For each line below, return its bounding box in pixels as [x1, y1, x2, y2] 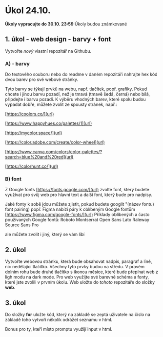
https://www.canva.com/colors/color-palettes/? [6, 149, 102, 155]
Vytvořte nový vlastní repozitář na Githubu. [5, 48, 92, 54]
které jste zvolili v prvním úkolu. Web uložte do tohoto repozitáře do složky [5, 279, 155, 285]
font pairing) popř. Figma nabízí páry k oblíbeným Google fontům [5, 206, 135, 212]
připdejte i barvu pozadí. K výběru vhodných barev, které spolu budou [5, 97, 146, 102]
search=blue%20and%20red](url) [5, 154, 74, 160]
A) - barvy [5, 60, 30, 67]
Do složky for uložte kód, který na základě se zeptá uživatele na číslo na [5, 311, 150, 317]
